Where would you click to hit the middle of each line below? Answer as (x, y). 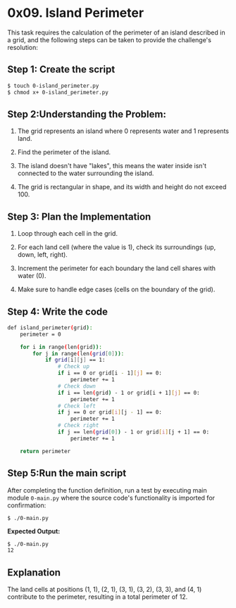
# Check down (77, 386)
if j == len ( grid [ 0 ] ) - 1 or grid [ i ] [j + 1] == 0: (133, 432)
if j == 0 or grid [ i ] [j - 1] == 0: (110, 412)
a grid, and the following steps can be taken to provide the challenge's (109, 39)
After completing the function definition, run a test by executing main (107, 490)
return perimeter (45, 451)
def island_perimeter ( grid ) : (50, 328)
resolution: (23, 47)
